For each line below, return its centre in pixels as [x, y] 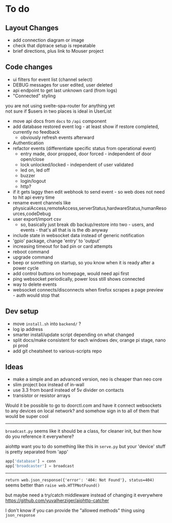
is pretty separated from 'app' [37, 452]
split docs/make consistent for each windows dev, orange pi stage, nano [89, 340]
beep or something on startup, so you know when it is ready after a [83, 262]
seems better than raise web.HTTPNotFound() [53, 485]
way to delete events [35, 284]
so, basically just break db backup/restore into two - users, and [87, 224]
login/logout [33, 181]
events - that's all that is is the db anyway [64, 230]
